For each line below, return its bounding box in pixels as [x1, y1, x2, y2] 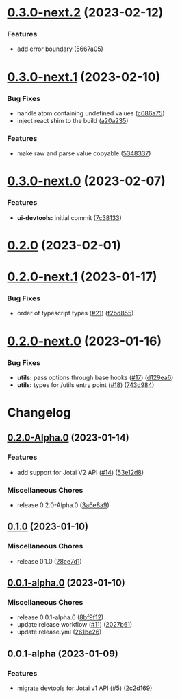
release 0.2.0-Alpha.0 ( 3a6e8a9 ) [16, 501, 110, 509]
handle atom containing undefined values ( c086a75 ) [16, 109, 166, 118]
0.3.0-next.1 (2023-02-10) [7, 69, 161, 85]
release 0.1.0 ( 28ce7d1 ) [16, 557, 82, 565]
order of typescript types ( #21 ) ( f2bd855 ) [16, 309, 134, 318]
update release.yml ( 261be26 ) [16, 628, 102, 636]
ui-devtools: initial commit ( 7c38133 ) [16, 213, 122, 221]
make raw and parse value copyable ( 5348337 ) [16, 149, 151, 157]
